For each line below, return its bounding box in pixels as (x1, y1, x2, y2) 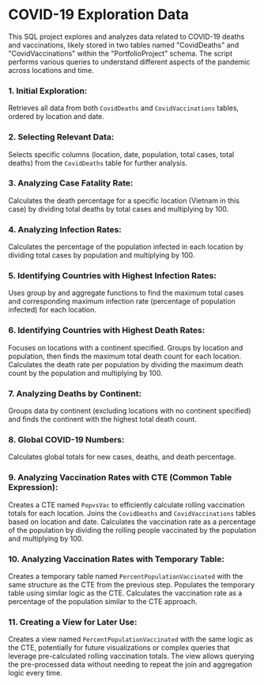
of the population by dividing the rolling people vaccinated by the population (8, 525, 257, 534)
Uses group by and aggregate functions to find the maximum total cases (8, 288, 244, 298)
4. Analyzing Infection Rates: (8, 224, 123, 235)
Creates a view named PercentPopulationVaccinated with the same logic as (8, 634, 254, 644)
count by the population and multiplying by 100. (8, 368, 164, 377)
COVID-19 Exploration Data (8, 6, 190, 24)
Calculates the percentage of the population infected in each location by (8, 242, 243, 251)
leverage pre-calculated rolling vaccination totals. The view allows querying (8, 652, 255, 661)
